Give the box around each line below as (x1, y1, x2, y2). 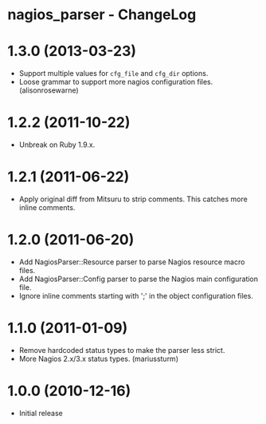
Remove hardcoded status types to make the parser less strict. (18, 345, 225, 355)
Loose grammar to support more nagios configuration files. (18, 77, 213, 87)
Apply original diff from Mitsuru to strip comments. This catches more (18, 194, 248, 204)
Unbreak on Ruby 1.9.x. (18, 140, 96, 149)
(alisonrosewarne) (18, 85, 79, 95)
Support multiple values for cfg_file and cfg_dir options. (18, 69, 209, 78)
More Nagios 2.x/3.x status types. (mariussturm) (18, 354, 178, 363)
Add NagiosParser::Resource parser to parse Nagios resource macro (18, 257, 245, 267)
